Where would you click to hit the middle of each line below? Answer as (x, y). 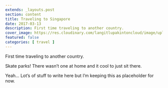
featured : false (22, 38)
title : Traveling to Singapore (38, 19)
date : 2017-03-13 (23, 24)
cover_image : (19, 33)
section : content (23, 14)
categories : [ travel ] (30, 42)
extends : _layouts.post (30, 10)
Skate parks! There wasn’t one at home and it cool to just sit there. (73, 66)
